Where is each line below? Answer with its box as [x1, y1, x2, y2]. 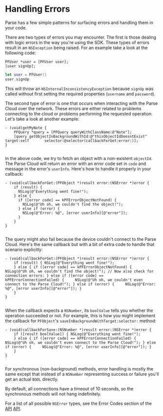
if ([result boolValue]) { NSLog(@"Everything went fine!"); [14, 331, 141, 336]
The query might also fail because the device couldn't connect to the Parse [5, 236, 157, 242]
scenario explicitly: [5, 246, 43, 253]
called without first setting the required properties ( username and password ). [5, 91, 156, 96]
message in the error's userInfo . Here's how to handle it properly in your [5, 165, 151, 172]
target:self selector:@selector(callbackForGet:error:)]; [5, 138, 139, 143]
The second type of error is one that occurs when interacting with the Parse [5, 100, 158, 106]
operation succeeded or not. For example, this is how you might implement [5, 312, 156, 319]
